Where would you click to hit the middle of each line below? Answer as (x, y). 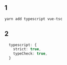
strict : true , (27, 49)
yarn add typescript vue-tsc (33, 19)
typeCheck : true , (30, 54)
